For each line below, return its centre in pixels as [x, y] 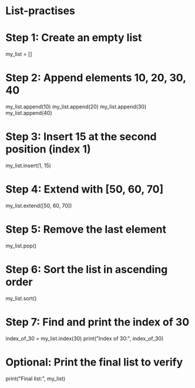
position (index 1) [48, 149]
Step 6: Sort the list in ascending [87, 270]
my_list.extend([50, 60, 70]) [39, 205]
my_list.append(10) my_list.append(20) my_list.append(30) [76, 107]
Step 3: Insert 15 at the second [81, 137]
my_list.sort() [21, 298]
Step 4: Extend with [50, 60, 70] [85, 189]
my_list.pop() [21, 246]
